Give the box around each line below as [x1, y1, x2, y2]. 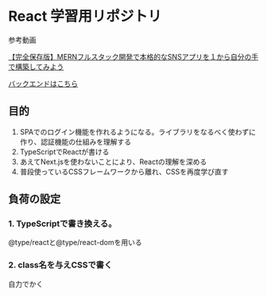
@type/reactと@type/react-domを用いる [8, 238, 142, 247]
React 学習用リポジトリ [8, 7, 162, 25]
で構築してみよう [8, 61, 64, 72]
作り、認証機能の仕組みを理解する [19, 137, 132, 146]
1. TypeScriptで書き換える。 [8, 218, 117, 229]
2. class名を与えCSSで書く [8, 259, 113, 271]
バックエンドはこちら [8, 79, 78, 88]
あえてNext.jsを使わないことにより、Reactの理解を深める [19, 157, 207, 166]
